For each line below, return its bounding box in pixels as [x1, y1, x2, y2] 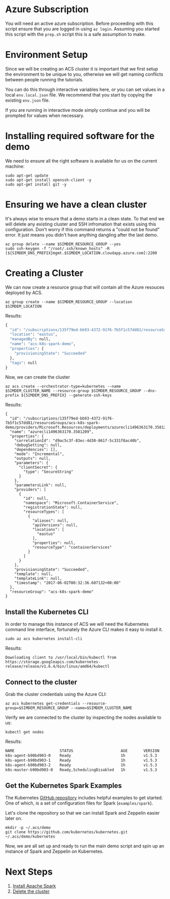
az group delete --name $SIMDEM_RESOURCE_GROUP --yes [5, 241, 121, 247]
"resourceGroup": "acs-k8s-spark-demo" [10, 589, 94, 595]
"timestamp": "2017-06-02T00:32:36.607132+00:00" [14, 581, 121, 586]
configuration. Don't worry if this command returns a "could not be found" [5, 226, 160, 232]
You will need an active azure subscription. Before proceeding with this [5, 20, 153, 26]
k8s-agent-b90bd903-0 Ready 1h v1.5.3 [5, 753, 157, 758]
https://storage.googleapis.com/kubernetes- [5, 659, 101, 665]
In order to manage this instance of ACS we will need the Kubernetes [5, 621, 149, 627]
